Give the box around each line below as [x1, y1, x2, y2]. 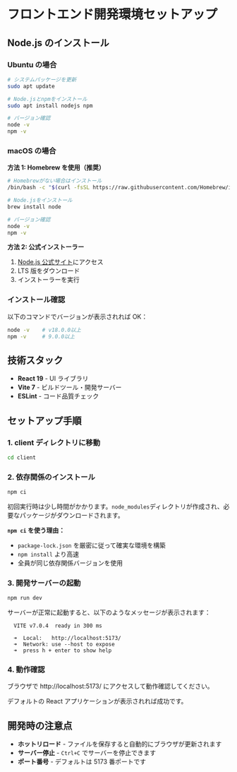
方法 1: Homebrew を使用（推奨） [7, 163, 106, 172]
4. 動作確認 [7, 665, 45, 675]
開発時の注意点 [7, 720, 73, 732]
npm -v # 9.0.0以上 [7, 333, 75, 340]
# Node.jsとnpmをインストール [7, 95, 87, 102]
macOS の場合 [7, 146, 56, 155]
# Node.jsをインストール [7, 197, 73, 204]
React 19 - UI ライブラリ [17, 374, 89, 383]
